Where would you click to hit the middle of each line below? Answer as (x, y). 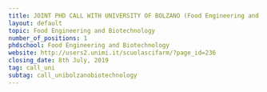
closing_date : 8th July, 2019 (59, 61)
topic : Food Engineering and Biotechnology (82, 30)
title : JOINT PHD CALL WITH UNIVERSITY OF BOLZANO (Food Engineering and (134, 16)
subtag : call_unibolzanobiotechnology (73, 75)
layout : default (35, 23)
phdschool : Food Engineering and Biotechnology (89, 46)
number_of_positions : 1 (48, 38)
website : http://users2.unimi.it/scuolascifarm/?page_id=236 (112, 53)
